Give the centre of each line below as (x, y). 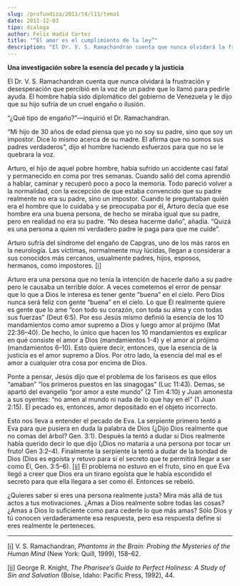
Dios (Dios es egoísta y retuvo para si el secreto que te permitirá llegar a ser (119, 459)
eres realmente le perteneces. (51, 526)
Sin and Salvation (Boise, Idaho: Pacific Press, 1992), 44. (91, 575)
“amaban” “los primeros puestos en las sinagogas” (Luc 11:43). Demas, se (116, 384)
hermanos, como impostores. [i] (55, 266)
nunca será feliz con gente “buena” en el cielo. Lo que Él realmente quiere (116, 302)
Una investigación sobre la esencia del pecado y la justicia (96, 67)
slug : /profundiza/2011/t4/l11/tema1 (64, 14)
